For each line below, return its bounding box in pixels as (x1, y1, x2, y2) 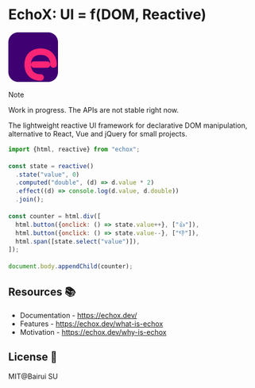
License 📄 (8, 351, 58, 364)
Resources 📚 (8, 286, 76, 299)
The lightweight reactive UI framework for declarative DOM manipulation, (8, 121, 248, 130)
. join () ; (15, 196, 44, 204)
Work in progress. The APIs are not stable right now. (8, 105, 180, 114)
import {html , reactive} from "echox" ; (8, 145, 141, 153)
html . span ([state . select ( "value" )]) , (15, 237, 141, 245)
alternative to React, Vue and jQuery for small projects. (8, 129, 188, 138)
